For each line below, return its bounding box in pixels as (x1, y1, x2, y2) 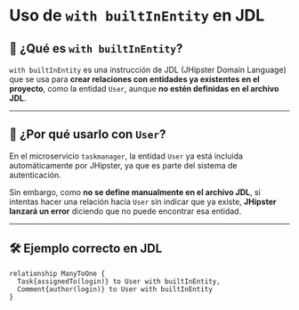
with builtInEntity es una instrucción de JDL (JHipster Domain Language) (9, 64, 287, 75)
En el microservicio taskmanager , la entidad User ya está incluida (9, 151, 243, 161)
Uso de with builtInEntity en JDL (9, 5, 265, 26)
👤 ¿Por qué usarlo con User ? (9, 126, 166, 143)
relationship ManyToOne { (9, 269, 105, 278)
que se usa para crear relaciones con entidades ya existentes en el (9, 74, 260, 85)
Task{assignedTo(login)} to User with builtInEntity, (17, 277, 221, 286)
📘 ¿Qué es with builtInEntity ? (9, 41, 183, 56)
